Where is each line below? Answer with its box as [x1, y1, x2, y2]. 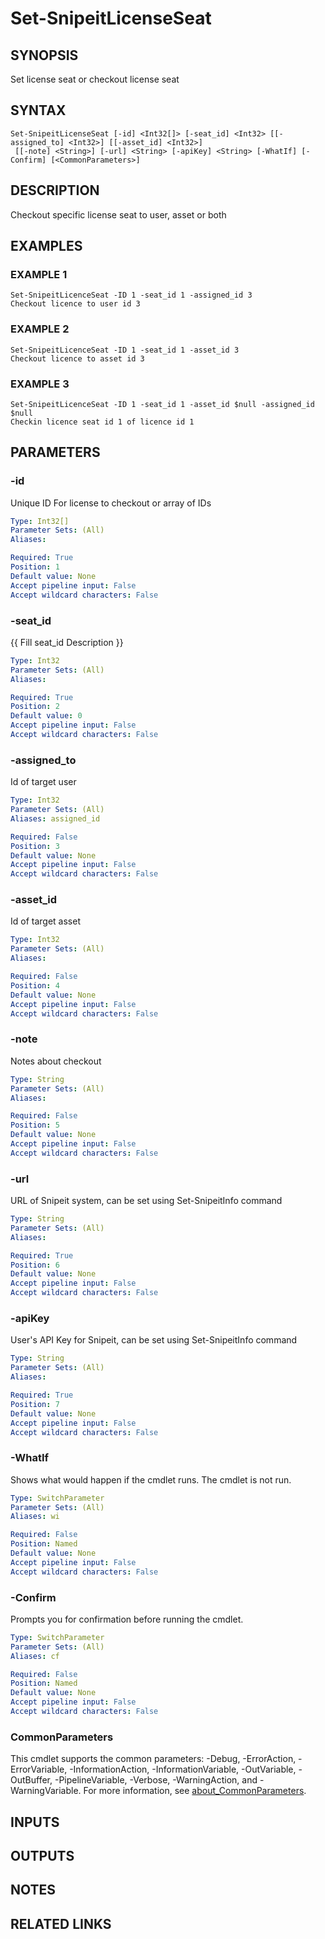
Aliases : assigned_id [10, 813, 101, 824]
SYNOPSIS [10, 47, 79, 64]
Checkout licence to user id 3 [10, 299, 141, 309]
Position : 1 [10, 562, 60, 572]
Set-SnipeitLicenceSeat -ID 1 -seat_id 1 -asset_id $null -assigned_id [10, 399, 315, 409]
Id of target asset [10, 915, 81, 927]
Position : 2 [10, 702, 60, 712]
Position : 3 [10, 841, 60, 851]
